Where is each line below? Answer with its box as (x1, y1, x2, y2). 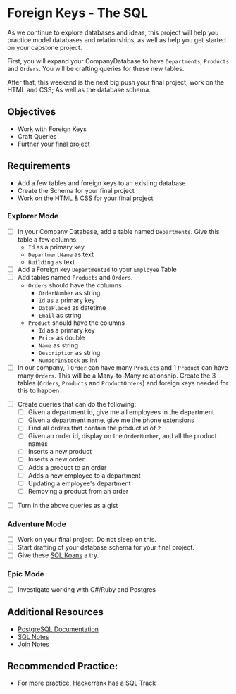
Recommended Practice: (7, 660, 118, 672)
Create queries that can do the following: (17, 400, 137, 409)
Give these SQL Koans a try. (17, 551, 99, 559)
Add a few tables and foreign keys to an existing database (17, 178, 186, 187)
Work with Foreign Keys (17, 125, 87, 133)
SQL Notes (17, 632, 49, 640)
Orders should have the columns (27, 281, 122, 290)
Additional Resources (7, 606, 104, 618)
